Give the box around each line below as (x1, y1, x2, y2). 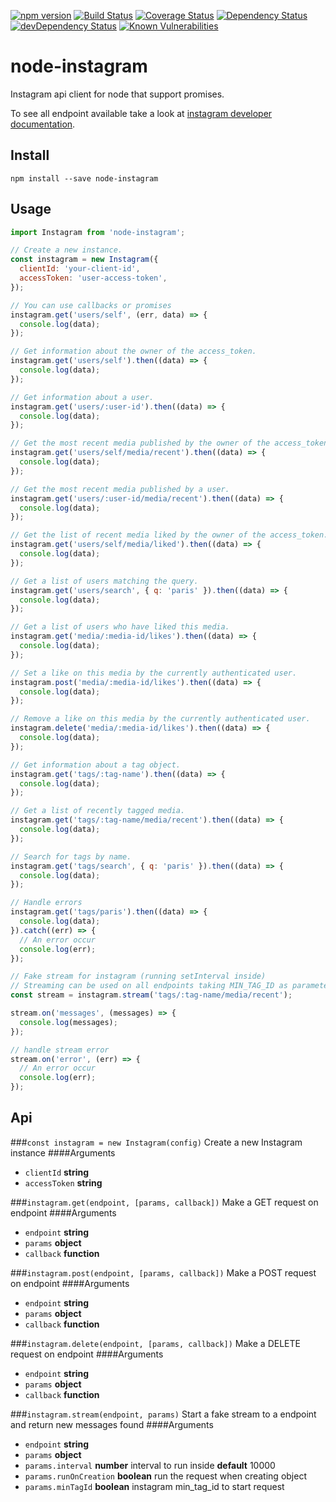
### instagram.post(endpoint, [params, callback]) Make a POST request (10, 1266, 317, 1279)
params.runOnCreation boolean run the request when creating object (24, 1470, 307, 1482)
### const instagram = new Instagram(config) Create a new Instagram (10, 1136, 303, 1148)
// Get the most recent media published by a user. (10, 484, 230, 494)
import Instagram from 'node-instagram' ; (10, 227, 186, 237)
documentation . (10, 118, 76, 130)
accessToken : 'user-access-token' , (19, 273, 168, 284)
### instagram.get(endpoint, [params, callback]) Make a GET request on (10, 1196, 319, 1208)
